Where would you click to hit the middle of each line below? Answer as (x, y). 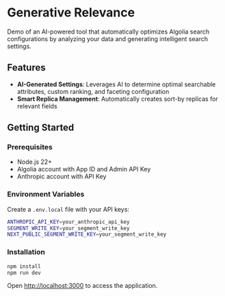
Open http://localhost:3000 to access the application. (82, 286)
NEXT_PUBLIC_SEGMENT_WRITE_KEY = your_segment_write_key (87, 234)
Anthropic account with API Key (62, 177)
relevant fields (37, 106)
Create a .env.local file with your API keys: (68, 209)
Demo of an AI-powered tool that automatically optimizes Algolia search (108, 32)
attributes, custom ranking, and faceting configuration (93, 91)
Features (26, 67)
